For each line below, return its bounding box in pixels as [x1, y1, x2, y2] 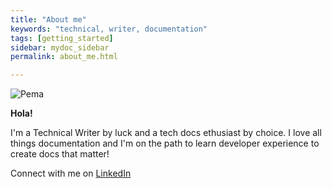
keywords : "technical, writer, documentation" [10, 24, 208, 34]
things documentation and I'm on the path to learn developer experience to [10, 137, 320, 150]
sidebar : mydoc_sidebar [10, 42, 110, 53]
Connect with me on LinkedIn [10, 167, 132, 180]
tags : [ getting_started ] [10, 33, 114, 43]
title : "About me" [10, 14, 87, 25]
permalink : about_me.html [10, 52, 118, 62]
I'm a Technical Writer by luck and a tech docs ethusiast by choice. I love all [10, 127, 322, 139]
